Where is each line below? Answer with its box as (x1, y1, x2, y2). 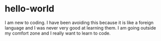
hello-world (5, 3, 55, 14)
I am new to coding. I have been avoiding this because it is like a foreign (5, 19, 154, 25)
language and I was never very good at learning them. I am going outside (5, 24, 156, 30)
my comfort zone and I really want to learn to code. (5, 30, 111, 36)
